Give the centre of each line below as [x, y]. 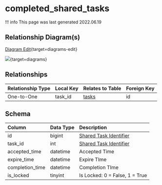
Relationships [26, 74]
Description [93, 127]
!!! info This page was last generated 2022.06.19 [53, 22]
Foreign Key [140, 88]
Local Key [67, 88]
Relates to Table [102, 88]
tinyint [57, 175]
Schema [18, 113]
